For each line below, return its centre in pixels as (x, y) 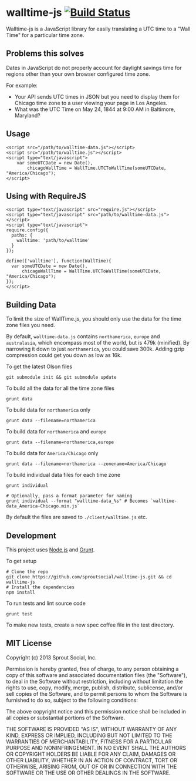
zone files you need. (31, 325)
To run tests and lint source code (46, 603)
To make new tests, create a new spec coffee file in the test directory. (90, 625)
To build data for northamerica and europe (56, 432)
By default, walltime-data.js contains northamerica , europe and (83, 336)
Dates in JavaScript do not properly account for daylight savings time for (94, 68)
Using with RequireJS (46, 196)
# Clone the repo (27, 572)
